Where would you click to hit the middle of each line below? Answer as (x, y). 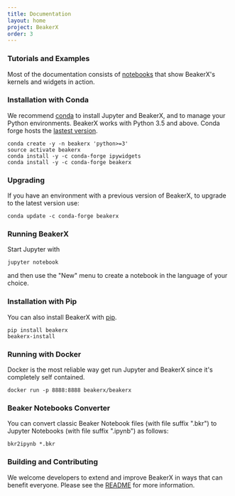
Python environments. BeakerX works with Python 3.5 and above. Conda (114, 123)
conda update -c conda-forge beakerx (63, 216)
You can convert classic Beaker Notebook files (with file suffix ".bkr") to (112, 424)
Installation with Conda (48, 100)
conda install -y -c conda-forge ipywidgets (74, 156)
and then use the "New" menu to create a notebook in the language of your (117, 276)
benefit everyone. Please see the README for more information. (101, 485)
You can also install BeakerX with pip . (62, 317)
